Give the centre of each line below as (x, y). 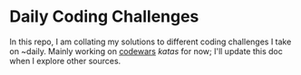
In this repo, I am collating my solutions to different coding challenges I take (150, 42)
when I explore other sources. (65, 61)
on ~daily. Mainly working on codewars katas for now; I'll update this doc (146, 51)
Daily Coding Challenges (104, 17)
